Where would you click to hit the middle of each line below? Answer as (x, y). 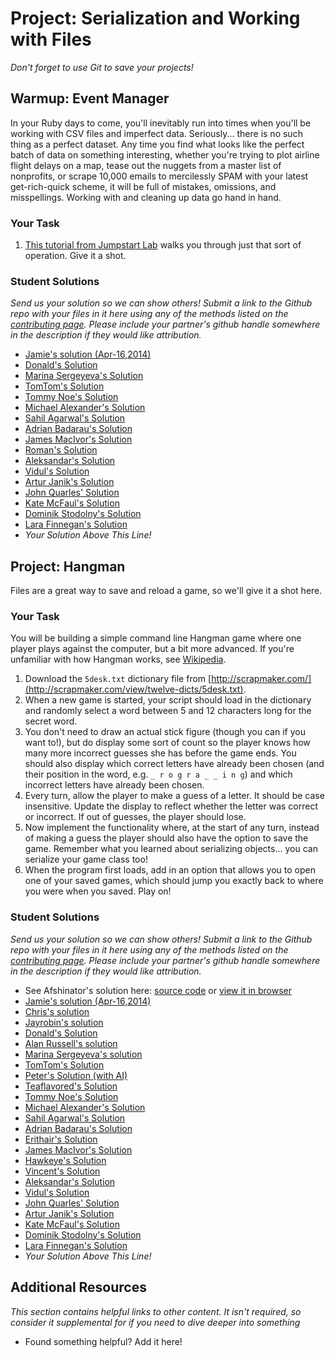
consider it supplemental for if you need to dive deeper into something (155, 1322)
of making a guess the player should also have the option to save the (166, 838)
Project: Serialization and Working (155, 18)
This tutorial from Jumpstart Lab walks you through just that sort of (163, 245)
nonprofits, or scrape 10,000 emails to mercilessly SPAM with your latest (159, 176)
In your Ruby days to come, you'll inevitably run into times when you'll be (161, 123)
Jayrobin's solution (64, 1022)
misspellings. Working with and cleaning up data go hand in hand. (146, 197)
